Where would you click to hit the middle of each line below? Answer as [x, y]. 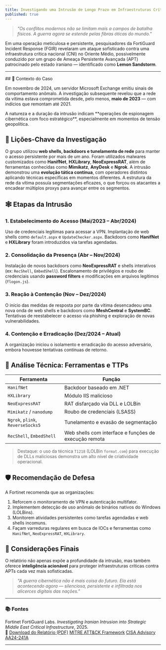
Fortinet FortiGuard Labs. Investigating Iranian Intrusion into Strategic [76, 622]
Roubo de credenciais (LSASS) [100, 412]
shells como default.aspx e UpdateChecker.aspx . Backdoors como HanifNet [82, 237]
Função [111, 379]
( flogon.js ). [17, 281]
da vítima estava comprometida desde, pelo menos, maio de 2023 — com [81, 98]
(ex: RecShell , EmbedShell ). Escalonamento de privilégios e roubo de [74, 271]
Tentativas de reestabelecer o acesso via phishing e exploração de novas [80, 316]
